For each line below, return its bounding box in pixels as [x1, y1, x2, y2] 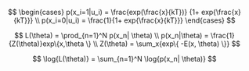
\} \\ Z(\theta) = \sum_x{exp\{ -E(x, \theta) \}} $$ [85, 39, 241, 48]
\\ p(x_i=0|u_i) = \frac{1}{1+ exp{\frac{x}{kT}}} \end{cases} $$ [34, 16, 236, 25]
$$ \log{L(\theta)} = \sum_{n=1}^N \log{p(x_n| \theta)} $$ [31, 55, 218, 63]
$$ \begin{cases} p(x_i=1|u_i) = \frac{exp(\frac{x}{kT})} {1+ [7, 8, 200, 16]
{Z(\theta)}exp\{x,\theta [8, 39, 85, 48]
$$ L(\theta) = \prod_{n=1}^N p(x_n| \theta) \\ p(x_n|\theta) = [13, 31, 210, 40]
